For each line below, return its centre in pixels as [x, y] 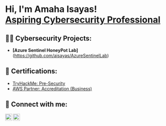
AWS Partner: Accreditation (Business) [52, 88]
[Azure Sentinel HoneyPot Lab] [45, 50]
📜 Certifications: [31, 71]
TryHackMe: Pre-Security [39, 83]
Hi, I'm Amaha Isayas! [51, 9]
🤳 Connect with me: [36, 104]
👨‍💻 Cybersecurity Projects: [48, 38]
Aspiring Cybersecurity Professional [83, 20]
